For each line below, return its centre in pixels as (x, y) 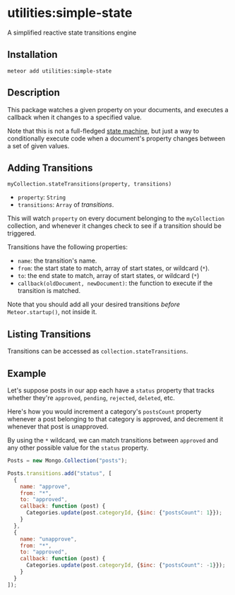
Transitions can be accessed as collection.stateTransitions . (98, 351)
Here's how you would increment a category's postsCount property (104, 411)
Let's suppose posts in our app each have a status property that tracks (111, 390)
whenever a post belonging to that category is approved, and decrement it (115, 419)
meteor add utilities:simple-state (60, 71)
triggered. (22, 234)
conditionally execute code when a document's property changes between (116, 138)
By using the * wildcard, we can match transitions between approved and (113, 440)
